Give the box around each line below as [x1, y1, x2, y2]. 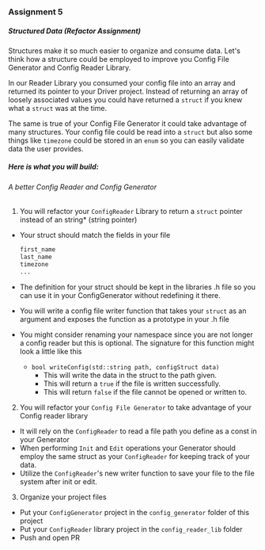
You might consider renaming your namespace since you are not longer [19, 330, 253, 339]
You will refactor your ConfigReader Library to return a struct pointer [19, 207, 243, 216]
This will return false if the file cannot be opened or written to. [43, 387, 248, 396]
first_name [19, 246, 56, 254]
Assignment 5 [8, 6, 63, 17]
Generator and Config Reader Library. [8, 63, 131, 72]
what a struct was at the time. [8, 103, 108, 113]
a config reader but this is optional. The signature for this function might [19, 338, 255, 347]
